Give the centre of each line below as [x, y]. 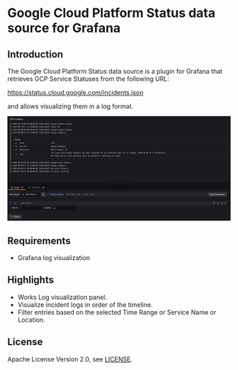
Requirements [39, 241]
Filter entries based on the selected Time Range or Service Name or [117, 312]
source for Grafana [64, 28]
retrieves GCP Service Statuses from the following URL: [89, 79]
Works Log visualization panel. [62, 297]
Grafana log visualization [54, 258]
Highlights [31, 280]
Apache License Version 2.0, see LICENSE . [70, 359]
